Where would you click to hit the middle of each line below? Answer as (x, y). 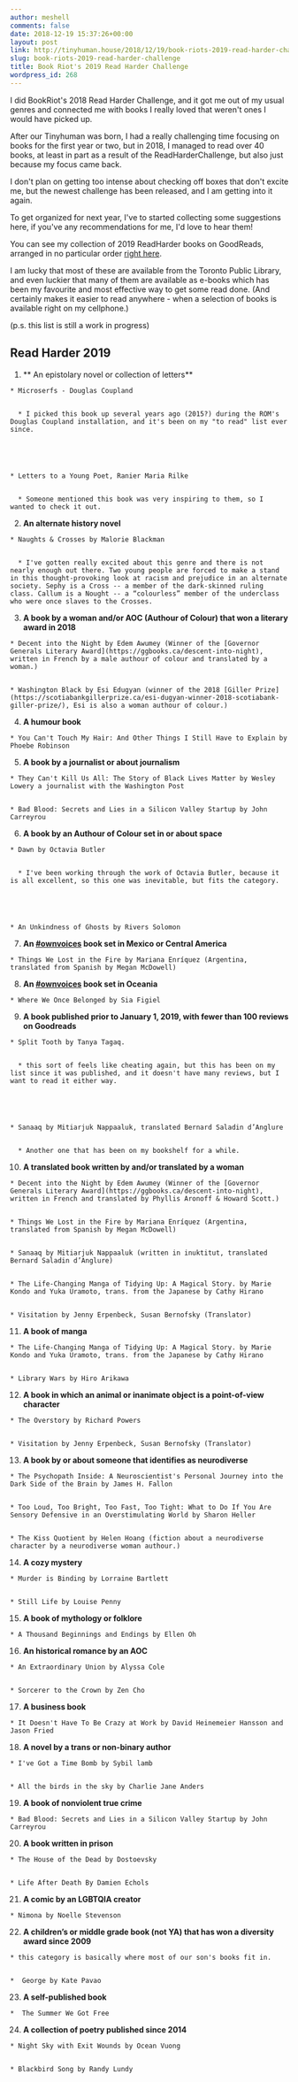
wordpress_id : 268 (44, 75)
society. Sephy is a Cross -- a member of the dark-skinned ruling (137, 586)
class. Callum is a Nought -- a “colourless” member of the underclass (145, 594)
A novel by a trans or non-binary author (97, 1747)
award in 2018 (49, 627)
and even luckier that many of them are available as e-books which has (140, 280)
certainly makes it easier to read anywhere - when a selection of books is (144, 298)
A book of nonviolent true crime (82, 1802)
